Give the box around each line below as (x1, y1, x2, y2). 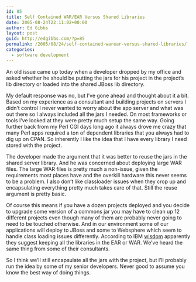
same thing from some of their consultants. (6, 245, 110, 252)
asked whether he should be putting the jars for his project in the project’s (6, 74, 184, 81)
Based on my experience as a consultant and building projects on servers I (6, 98, 186, 105)
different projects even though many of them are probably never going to (6, 214, 183, 221)
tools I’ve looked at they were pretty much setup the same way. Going (6, 116, 174, 123)
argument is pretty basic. (6, 190, 67, 197)
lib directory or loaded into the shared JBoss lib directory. (6, 80, 145, 88)
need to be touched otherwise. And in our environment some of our (6, 220, 169, 227)
